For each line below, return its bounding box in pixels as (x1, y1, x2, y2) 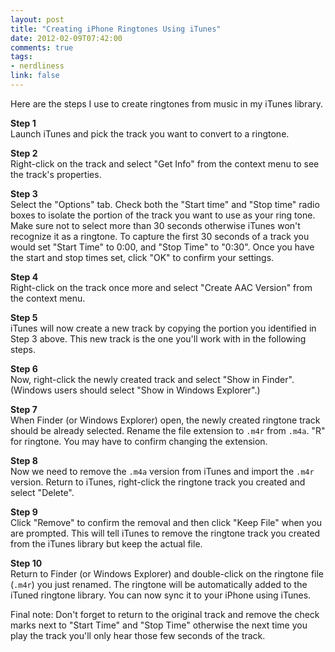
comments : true (10, 42, 74, 53)
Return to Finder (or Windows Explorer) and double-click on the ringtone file (10, 567, 325, 580)
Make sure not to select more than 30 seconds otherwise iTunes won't (10, 219, 301, 231)
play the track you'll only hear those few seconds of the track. (10, 629, 266, 641)
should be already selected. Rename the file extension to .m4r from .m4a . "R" (10, 424, 326, 436)
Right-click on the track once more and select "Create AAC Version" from (10, 281, 313, 293)
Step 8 (10, 454, 38, 466)
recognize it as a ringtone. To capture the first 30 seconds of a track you (10, 230, 310, 242)
